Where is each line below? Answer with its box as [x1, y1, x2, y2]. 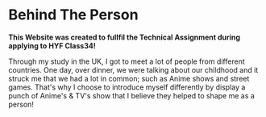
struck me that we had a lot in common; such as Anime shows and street [8, 73, 250, 83]
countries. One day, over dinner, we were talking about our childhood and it [8, 65, 259, 74]
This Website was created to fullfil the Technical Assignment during [8, 32, 240, 42]
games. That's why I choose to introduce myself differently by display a [8, 82, 246, 92]
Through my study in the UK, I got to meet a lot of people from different [8, 56, 246, 66]
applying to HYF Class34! [8, 40, 97, 50]
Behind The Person [8, 6, 139, 24]
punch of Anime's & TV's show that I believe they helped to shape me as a [8, 90, 256, 100]
